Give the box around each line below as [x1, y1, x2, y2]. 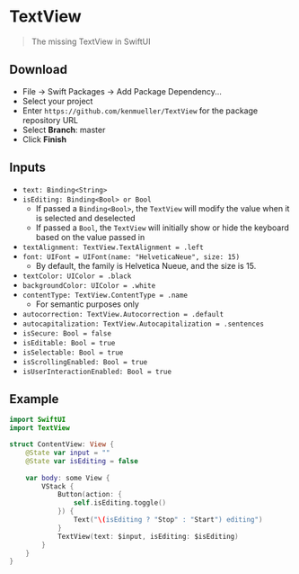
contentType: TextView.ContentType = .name [22, 291, 189, 300]
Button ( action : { [57, 490, 123, 499]
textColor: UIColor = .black [22, 272, 132, 281]
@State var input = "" [25, 448, 110, 457]
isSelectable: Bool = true [22, 348, 124, 357]
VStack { [41, 481, 75, 491]
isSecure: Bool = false [22, 328, 112, 338]
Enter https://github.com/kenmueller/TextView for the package [22, 105, 259, 116]
